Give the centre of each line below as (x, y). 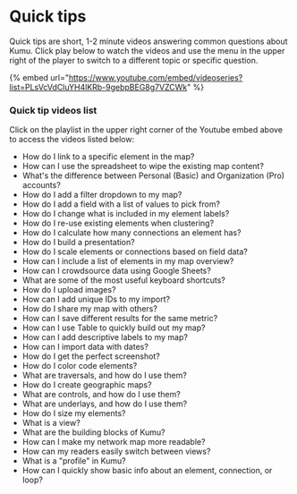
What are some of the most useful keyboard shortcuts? (124, 280)
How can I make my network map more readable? (114, 442)
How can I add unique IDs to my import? (96, 299)
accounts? (41, 185)
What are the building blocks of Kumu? (93, 432)
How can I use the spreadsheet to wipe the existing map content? (143, 166)
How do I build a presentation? (79, 243)
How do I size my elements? (74, 413)
